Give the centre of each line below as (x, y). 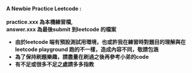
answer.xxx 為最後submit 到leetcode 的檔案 (61, 29)
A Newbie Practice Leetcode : (44, 9)
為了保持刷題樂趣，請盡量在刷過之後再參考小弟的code (82, 57)
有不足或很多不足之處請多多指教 (54, 64)
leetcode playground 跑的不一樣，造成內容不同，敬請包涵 (87, 49)
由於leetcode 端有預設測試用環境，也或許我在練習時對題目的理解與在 (100, 42)
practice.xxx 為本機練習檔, (40, 22)
